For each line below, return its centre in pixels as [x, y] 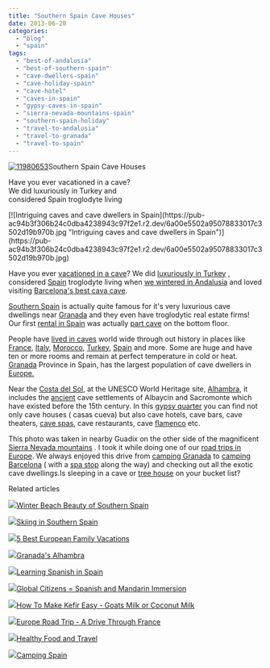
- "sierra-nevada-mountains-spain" [75, 114]
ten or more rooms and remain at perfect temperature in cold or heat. [123, 356]
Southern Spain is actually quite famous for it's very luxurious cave [120, 306]
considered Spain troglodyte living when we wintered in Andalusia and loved [135, 282]
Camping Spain [42, 655]
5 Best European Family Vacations [73, 538]
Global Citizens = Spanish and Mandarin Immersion [102, 588]
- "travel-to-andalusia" [57, 128]
